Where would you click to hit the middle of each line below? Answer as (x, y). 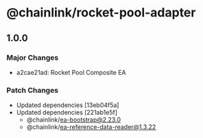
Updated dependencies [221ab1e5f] (67, 113)
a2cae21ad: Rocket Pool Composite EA (71, 72)
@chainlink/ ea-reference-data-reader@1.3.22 (91, 127)
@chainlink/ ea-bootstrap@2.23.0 (74, 120)
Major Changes (33, 58)
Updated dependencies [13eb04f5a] (68, 105)
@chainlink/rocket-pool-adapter (101, 13)
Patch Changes (33, 90)
